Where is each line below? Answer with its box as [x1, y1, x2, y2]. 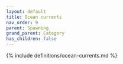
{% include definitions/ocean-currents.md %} [6, 52, 118, 59]
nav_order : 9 [6, 19, 38, 25]
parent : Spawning [6, 25, 49, 31]
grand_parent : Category [6, 31, 65, 36]
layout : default [6, 8, 46, 15]
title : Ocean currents [6, 14, 62, 20]
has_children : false [6, 36, 57, 42]
